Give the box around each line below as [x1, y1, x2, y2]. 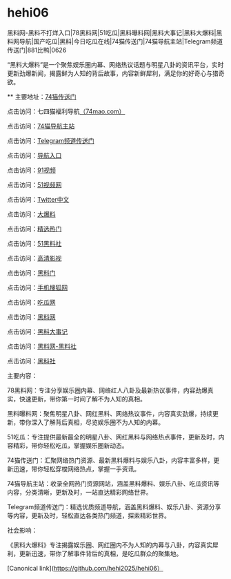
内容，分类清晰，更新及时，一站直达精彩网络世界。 [7, 488, 152, 496]
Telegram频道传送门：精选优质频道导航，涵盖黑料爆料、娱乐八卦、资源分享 [7, 502, 221, 511]
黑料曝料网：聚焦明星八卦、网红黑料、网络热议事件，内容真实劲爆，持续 [7, 409, 212, 417]
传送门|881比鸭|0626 [7, 46, 67, 54]
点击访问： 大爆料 [7, 209, 56, 218]
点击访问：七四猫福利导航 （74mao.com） [7, 107, 125, 115]
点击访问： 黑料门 [7, 268, 56, 277]
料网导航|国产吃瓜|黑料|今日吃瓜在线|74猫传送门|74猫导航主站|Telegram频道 [7, 37, 223, 46]
